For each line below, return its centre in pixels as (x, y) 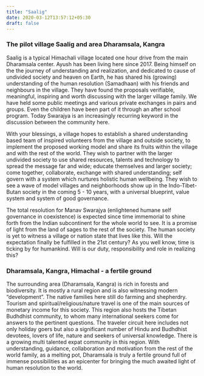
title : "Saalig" (27, 12)
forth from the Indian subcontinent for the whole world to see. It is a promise (102, 223)
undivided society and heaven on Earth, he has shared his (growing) (92, 77)
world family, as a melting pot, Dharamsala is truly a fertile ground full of (97, 355)
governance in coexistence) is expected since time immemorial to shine (96, 217)
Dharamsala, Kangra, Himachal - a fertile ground (79, 270)
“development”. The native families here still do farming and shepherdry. (97, 297)
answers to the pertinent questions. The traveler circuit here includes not (97, 323)
